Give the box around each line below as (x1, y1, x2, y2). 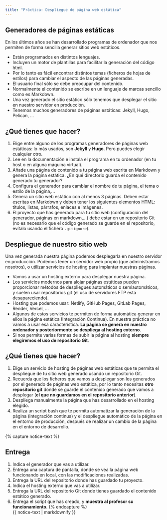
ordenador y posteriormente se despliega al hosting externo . (12, 327, 141, 333)
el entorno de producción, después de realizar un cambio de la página (12, 418, 157, 424)
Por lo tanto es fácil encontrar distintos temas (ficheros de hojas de (12, 70, 151, 76)
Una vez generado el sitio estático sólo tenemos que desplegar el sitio (12, 97, 157, 103)
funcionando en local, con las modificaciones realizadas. (12, 471, 130, 478)
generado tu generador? (12, 178, 63, 184)
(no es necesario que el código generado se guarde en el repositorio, (12, 220, 155, 226)
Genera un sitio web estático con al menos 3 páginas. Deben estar (12, 194, 150, 200)
